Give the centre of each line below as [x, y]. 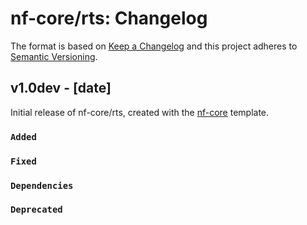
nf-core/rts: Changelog [109, 18]
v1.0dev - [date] [61, 88]
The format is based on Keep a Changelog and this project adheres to [154, 46]
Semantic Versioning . [54, 56]
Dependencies [42, 185]
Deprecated [36, 210]
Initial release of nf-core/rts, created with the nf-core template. [140, 112]
